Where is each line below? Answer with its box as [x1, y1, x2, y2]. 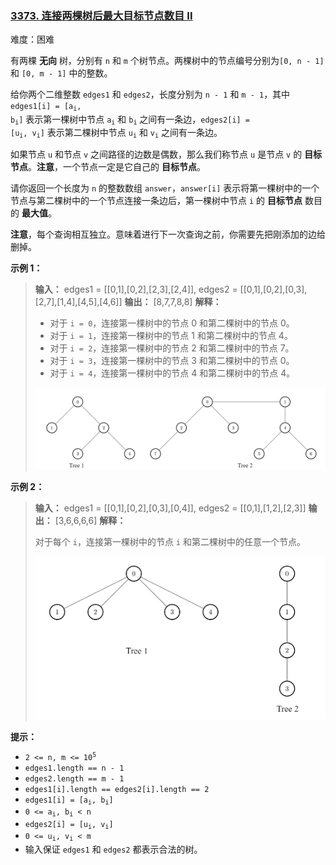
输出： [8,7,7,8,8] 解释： [124, 296, 222, 308]
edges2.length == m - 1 [24, 774, 125, 784]
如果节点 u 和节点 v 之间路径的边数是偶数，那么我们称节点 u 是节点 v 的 [10, 148, 303, 161]
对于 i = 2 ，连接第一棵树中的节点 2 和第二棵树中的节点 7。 [49, 342, 295, 354]
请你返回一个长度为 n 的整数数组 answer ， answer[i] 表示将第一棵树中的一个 [10, 182, 320, 194]
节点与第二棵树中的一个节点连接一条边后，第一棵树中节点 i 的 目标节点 [10, 195, 303, 207]
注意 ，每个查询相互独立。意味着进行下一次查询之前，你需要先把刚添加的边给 [10, 228, 326, 241]
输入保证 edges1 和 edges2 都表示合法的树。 [24, 843, 203, 855]
